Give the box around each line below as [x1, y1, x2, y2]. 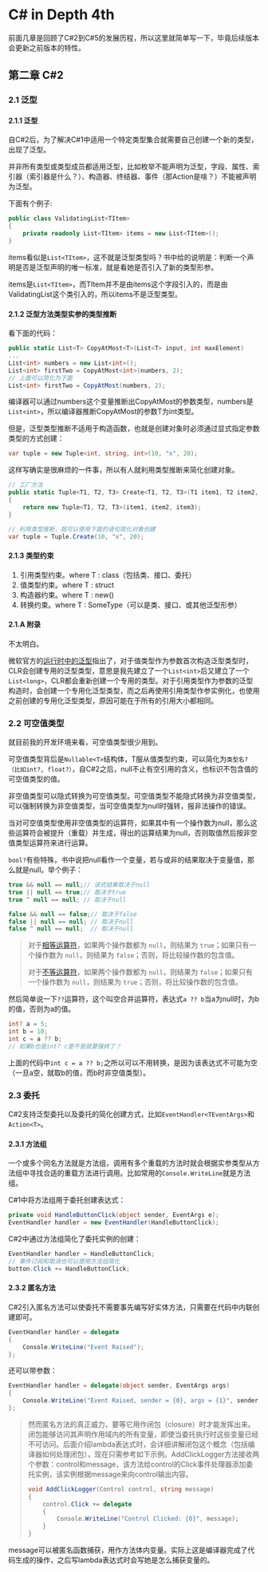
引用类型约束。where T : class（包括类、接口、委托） [19, 570, 196, 579]
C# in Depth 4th [8, 6, 115, 24]
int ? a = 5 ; [8, 1020, 48, 1029]
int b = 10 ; [8, 1028, 48, 1036]
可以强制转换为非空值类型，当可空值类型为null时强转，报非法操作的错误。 [8, 801, 251, 811]
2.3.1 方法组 [8, 1139, 47, 1148]
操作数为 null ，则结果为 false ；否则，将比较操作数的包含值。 [34, 950, 239, 960]
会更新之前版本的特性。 [8, 42, 85, 53]
